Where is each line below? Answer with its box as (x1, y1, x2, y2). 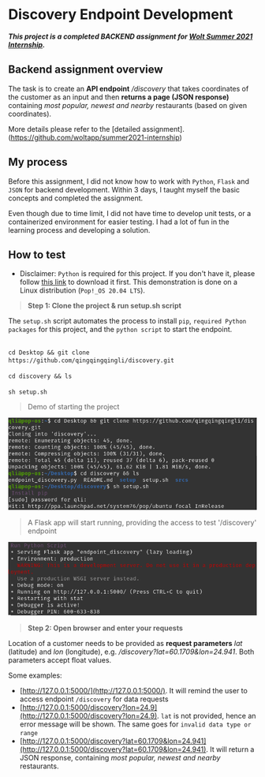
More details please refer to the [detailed (8, 124, 140, 133)
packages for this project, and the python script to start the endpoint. (8, 325, 233, 334)
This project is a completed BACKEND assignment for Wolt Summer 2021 (8, 32, 253, 41)
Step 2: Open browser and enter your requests (27, 623, 184, 633)
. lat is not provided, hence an (156, 711, 256, 720)
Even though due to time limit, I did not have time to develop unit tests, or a (8, 208, 252, 218)
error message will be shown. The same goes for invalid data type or (19, 719, 252, 729)
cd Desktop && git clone (8, 349, 90, 357)
